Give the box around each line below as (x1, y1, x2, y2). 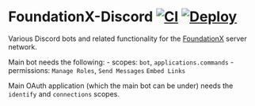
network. (8, 42, 38, 51)
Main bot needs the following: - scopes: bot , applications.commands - (8, 57, 234, 67)
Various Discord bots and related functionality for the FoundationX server (8, 34, 247, 43)
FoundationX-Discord (8, 8, 154, 26)
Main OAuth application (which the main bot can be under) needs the (8, 81, 234, 90)
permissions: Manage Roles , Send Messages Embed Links (8, 65, 186, 75)
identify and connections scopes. (8, 89, 120, 98)
